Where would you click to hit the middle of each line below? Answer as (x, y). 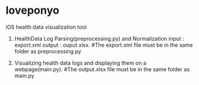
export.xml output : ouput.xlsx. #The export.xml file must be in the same (103, 45)
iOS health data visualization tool (46, 27)
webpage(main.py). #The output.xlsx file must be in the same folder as (102, 69)
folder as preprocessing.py (48, 51)
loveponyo (32, 10)
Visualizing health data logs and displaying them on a (80, 63)
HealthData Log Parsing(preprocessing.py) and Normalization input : (99, 38)
